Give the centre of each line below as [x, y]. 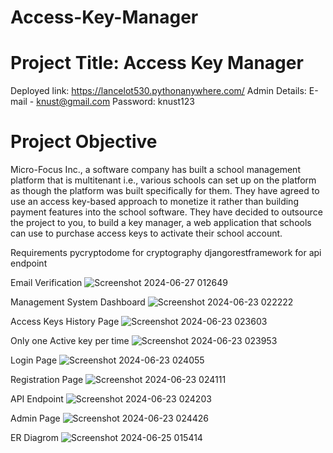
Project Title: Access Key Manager [157, 63]
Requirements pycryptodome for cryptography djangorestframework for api [166, 253]
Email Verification [46, 283]
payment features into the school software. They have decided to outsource [166, 212]
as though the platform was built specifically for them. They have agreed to [165, 191]
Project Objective [84, 142]
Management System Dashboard [78, 302]
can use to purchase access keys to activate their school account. [146, 233]
